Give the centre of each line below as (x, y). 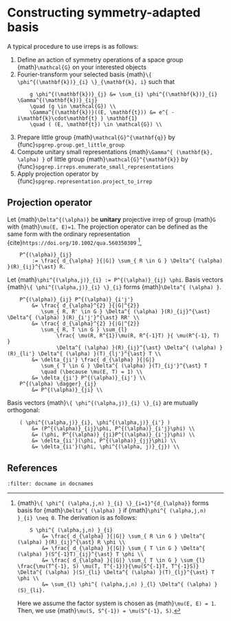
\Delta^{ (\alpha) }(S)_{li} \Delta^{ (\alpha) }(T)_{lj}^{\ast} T (115, 573)
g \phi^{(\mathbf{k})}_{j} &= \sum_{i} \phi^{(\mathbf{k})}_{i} (124, 94)
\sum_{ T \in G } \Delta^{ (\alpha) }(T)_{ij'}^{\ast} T (124, 366)
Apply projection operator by (58, 173)
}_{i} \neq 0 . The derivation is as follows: (77, 518)
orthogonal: (23, 410)
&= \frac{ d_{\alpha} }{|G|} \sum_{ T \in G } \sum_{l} (124, 560)
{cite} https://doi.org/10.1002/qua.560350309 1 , (75, 242)
